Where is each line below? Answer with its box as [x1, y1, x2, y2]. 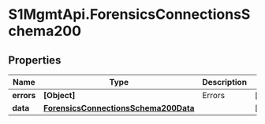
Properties [8, 53, 62, 67]
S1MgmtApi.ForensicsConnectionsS [8, 5, 251, 24]
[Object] [43, 90, 76, 100]
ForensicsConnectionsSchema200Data [43, 103, 195, 113]
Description [202, 77, 247, 87]
